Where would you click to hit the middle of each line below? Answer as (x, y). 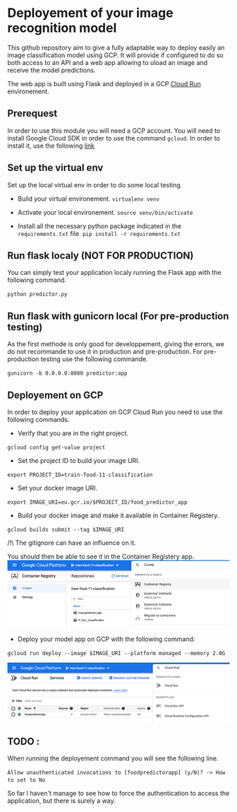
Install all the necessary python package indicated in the (99, 226)
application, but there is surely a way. (61, 801)
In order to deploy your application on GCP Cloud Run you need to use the (115, 412)
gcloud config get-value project (56, 447)
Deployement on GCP (55, 395)
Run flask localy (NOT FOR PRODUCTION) (101, 255)
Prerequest (32, 113)
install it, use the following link (51, 146)
